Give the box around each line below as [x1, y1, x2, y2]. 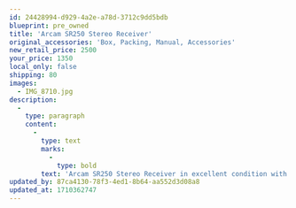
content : [25, 120, 58, 129]
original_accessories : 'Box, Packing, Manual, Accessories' [9, 37, 237, 47]
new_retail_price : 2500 [9, 46, 97, 55]
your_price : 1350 [9, 54, 74, 63]
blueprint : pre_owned [9, 21, 90, 30]
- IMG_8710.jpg [17, 87, 74, 96]
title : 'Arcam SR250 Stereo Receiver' [9, 29, 152, 38]
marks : [41, 144, 66, 153]
